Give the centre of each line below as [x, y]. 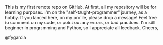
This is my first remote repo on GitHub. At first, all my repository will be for [81, 7]
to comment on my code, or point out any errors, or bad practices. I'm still [80, 22]
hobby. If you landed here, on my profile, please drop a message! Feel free [81, 17]
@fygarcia [16, 37]
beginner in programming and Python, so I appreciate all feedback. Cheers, [82, 28]
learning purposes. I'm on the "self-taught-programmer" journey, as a [76, 12]
